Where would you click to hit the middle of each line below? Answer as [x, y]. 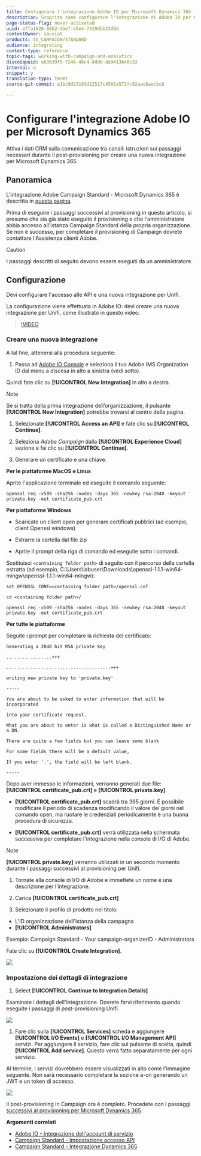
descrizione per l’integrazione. [52, 886]
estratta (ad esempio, [33, 569]
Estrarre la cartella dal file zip [51, 540]
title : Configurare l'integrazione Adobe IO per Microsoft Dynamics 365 [99, 12]
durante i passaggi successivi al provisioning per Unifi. [74, 868]
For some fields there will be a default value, [68, 751]
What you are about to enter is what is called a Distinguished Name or [99, 725]
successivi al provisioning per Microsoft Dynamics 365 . [74, 1110]
